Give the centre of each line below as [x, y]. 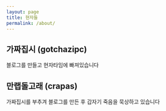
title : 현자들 [22, 18]
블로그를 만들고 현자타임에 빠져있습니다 [52, 65]
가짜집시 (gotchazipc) [47, 49]
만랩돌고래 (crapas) [42, 86]
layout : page [23, 12]
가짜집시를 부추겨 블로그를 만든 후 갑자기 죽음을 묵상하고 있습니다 [83, 102]
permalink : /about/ [31, 23]
